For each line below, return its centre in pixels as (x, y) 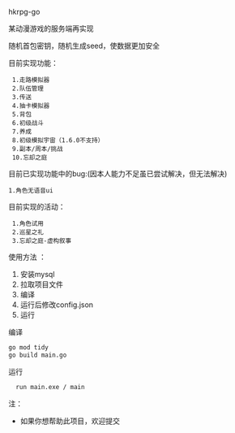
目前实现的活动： (37, 207)
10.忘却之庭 (30, 158)
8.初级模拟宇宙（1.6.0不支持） (58, 141)
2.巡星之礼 (28, 232)
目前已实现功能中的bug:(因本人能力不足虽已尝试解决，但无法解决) (118, 173)
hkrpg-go (24, 12)
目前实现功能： (33, 63)
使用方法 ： (27, 257)
